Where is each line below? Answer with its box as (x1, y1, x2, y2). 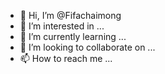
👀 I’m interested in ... (19, 20, 105, 32)
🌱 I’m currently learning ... (19, 31, 127, 42)
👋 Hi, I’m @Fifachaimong (19, 10, 122, 21)
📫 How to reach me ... (19, 53, 113, 64)
